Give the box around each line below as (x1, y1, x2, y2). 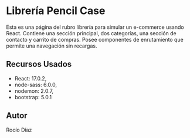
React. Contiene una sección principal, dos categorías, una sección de (6, 29, 177, 36)
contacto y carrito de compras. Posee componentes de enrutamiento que (6, 36, 184, 43)
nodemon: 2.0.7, (14, 87, 54, 95)
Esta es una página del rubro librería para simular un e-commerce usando (6, 23, 184, 31)
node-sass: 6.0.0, (14, 81, 57, 88)
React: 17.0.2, (14, 75, 47, 82)
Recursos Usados (6, 59, 72, 69)
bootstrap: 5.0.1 (14, 93, 52, 100)
